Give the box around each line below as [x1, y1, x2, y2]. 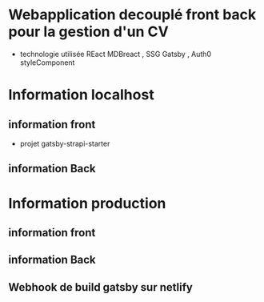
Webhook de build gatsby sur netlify [8, 280, 194, 294]
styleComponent [19, 58, 75, 67]
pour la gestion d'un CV [8, 22, 170, 41]
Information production [8, 194, 166, 212]
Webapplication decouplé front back [8, 6, 257, 24]
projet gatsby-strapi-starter [19, 139, 110, 148]
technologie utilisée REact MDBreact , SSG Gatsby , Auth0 [19, 49, 212, 58]
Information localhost [8, 86, 154, 104]
